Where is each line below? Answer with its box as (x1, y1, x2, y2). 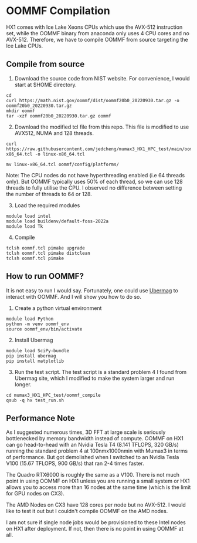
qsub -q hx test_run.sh (6, 397, 64, 403)
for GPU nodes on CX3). (6, 490, 64, 497)
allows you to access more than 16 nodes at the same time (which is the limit (6, 484, 191, 491)
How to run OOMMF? (6, 271, 84, 281)
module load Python (6, 316, 54, 322)
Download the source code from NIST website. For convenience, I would (14, 75, 190, 82)
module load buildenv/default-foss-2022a (6, 218, 109, 224)
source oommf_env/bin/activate (6, 326, 83, 332)
